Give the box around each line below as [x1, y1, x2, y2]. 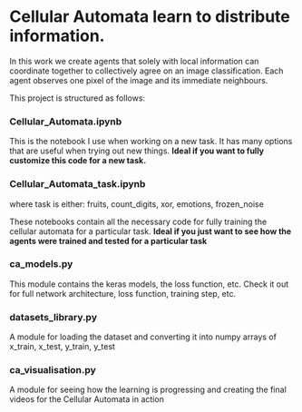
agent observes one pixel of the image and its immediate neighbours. [9, 74, 268, 85]
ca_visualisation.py [9, 364, 97, 377]
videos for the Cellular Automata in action [9, 394, 165, 405]
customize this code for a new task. [9, 155, 147, 166]
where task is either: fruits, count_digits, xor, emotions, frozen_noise [9, 198, 265, 210]
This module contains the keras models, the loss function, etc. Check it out [9, 279, 289, 289]
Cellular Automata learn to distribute [9, 6, 290, 27]
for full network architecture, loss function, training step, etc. [9, 288, 237, 299]
